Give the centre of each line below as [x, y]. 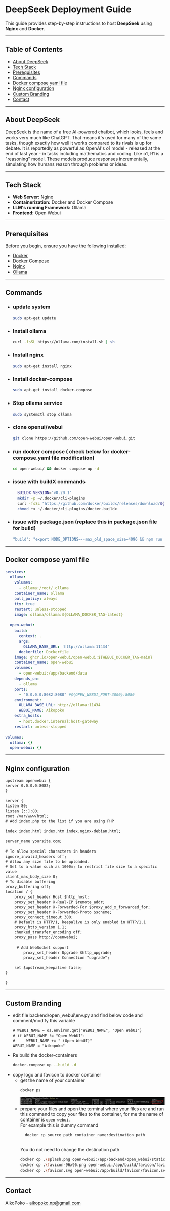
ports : [21, 689]
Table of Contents [34, 49]
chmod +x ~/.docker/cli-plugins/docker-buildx [67, 509]
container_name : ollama [39, 593]
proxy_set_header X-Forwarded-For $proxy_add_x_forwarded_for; [82, 907]
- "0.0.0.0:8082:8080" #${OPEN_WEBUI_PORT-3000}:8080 [77, 694]
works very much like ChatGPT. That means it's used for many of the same [83, 137]
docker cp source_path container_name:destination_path [85, 1135]
